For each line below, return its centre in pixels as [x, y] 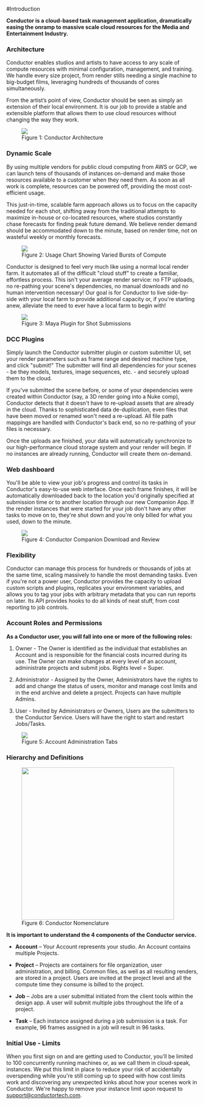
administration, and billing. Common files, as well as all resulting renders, [107, 972]
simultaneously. [26, 88]
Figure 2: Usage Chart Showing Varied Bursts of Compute [94, 255]
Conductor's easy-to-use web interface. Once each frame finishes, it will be [102, 489]
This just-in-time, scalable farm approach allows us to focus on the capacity [102, 204]
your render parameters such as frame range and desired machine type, [97, 358]
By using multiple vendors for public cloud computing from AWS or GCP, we [102, 166]
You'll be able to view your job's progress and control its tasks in [87, 483]
